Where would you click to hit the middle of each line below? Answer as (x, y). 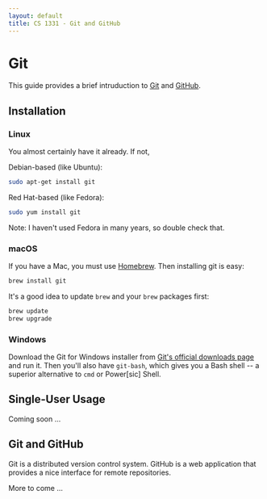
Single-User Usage (57, 399)
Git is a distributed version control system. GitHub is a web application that (132, 463)
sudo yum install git (45, 212)
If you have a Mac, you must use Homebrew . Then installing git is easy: (126, 266)
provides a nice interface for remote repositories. (90, 472)
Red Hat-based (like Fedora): (56, 197)
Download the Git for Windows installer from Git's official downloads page (131, 357)
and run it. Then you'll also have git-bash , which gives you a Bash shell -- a (134, 366)
